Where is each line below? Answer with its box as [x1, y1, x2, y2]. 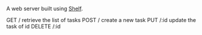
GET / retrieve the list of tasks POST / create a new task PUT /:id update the [6, 17, 197, 23]
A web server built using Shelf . [6, 5, 83, 12]
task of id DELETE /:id [6, 23, 61, 30]
